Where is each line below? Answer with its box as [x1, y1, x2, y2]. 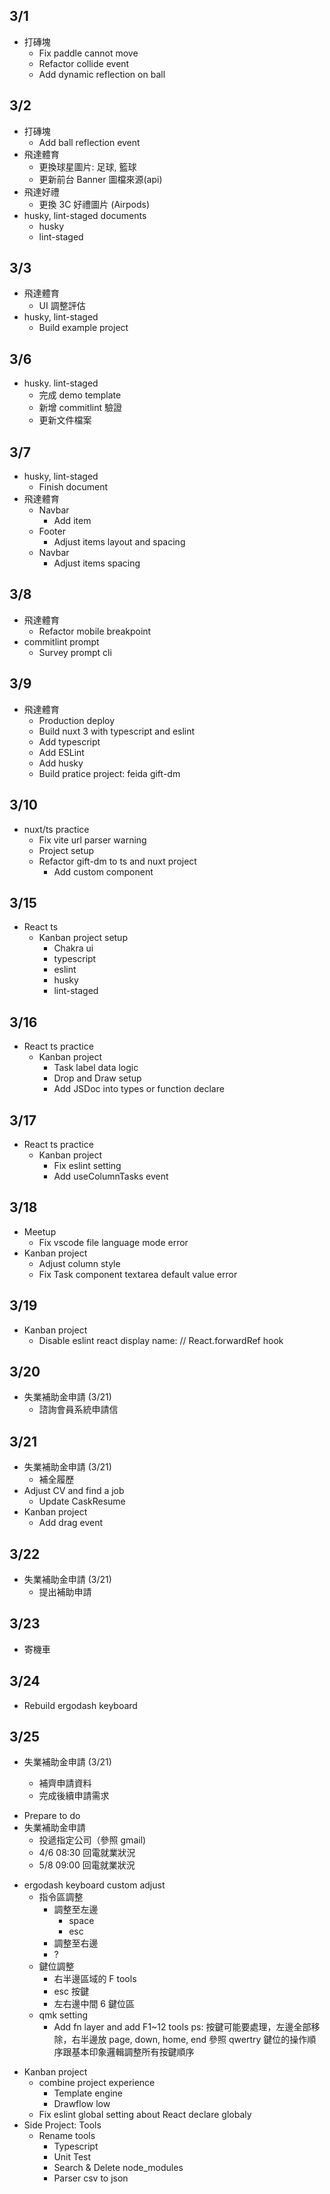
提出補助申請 [38, 1586, 92, 1598]
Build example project [38, 322, 129, 334]
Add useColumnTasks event [53, 1170, 169, 1182]
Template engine [53, 2087, 123, 2099]
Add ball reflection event [38, 136, 141, 148]
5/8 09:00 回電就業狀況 [38, 1859, 136, 1871]
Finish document [38, 481, 109, 493]
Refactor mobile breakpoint [38, 625, 152, 637]
